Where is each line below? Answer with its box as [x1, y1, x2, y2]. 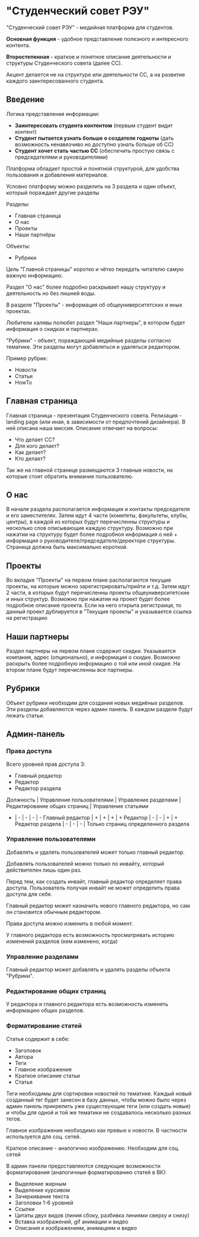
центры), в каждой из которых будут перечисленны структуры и [6, 518, 170, 525]
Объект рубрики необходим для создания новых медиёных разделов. [6, 699, 185, 706]
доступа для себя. [6, 890, 53, 898]
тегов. [6, 1115, 22, 1122]
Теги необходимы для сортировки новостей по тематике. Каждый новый [6, 1090, 192, 1097]
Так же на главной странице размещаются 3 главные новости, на [6, 466, 173, 474]
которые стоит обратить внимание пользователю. [6, 472, 134, 479]
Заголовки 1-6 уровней [14, 1199, 73, 1206]
